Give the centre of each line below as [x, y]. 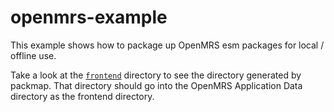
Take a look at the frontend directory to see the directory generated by [156, 75]
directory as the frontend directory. [82, 96]
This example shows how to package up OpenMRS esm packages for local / [167, 45]
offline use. [33, 55]
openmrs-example [89, 17]
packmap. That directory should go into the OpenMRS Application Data [156, 85]
